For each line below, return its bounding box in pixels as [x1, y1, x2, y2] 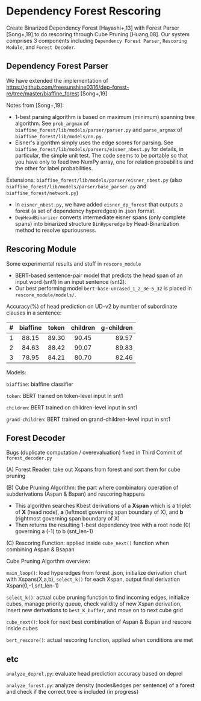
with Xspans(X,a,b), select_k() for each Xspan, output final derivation [6, 575, 181, 583]
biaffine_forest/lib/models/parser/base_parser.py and [6, 182, 147, 190]
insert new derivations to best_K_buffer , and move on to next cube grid [6, 607, 184, 614]
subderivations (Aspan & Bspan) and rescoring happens [6, 490, 146, 498]
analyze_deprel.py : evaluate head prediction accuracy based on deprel [6, 670, 183, 677]
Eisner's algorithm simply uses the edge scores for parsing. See [14, 139, 174, 146]
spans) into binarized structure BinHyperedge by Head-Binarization [14, 220, 179, 227]
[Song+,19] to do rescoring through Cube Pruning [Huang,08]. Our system [6, 30, 190, 37]
